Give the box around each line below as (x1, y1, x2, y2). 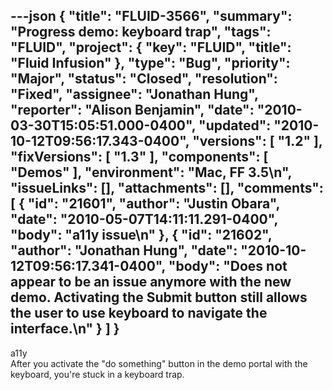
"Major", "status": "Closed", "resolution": (10, 70, 278, 88)
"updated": (198, 117, 272, 134)
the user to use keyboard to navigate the (10, 305, 268, 322)
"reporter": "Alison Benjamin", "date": (10, 102, 255, 119)
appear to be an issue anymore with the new (10, 274, 292, 291)
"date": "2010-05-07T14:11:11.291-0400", (10, 211, 278, 228)
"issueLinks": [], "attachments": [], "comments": (10, 180, 324, 197)
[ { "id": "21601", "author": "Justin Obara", (10, 195, 280, 213)
